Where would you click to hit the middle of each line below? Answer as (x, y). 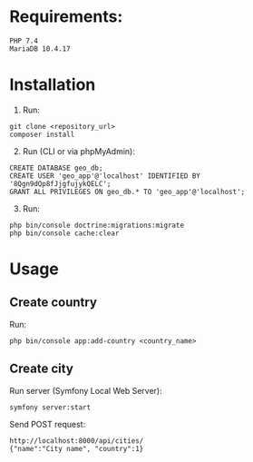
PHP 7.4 (24, 41)
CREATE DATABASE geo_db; (56, 168)
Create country (54, 303)
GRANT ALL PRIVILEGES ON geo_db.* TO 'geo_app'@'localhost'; (127, 192)
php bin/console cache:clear (64, 233)
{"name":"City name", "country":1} (77, 448)
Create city (42, 369)
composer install (42, 134)
